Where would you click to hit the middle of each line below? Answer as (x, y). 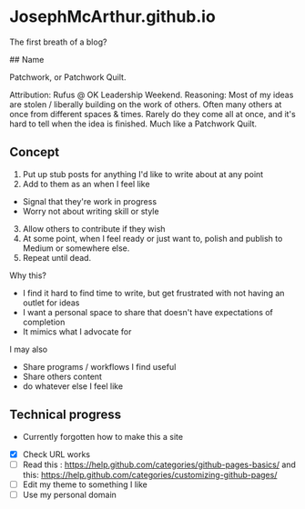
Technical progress (65, 415)
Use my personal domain (69, 494)
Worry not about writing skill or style (91, 211)
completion (44, 322)
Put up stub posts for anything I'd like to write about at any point (143, 174)
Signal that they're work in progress (90, 201)
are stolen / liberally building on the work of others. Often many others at (146, 104)
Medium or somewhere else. (76, 248)
